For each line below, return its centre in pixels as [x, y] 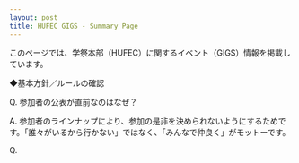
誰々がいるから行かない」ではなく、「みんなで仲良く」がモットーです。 [159, 132]
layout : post [34, 17]
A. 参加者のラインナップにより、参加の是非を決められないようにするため [144, 121]
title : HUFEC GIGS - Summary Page [74, 26]
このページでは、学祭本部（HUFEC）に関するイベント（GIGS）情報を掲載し [150, 52]
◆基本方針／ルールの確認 [57, 82]
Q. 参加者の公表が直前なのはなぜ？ [74, 102]
